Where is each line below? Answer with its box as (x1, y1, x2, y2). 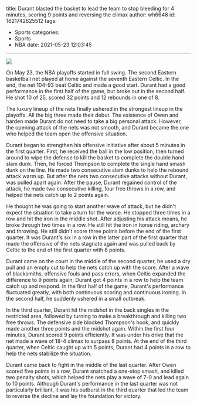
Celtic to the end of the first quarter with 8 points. (6, 246, 126, 253)
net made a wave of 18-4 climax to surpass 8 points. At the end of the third (6, 338, 187, 345)
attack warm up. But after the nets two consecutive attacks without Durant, (6, 173, 188, 179)
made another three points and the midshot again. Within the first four (6, 325, 175, 332)
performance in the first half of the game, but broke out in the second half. (6, 88, 186, 94)
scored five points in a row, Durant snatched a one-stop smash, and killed (6, 367, 184, 375)
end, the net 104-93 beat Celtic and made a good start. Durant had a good (6, 81, 186, 89)
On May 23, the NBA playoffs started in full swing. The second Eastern (6, 69, 177, 76)
